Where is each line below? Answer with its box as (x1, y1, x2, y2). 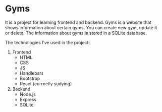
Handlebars (19, 70, 44, 76)
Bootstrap (19, 75, 40, 81)
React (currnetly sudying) (19, 80, 72, 87)
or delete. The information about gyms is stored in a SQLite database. (5, 30, 147, 36)
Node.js (19, 91, 36, 97)
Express (19, 96, 37, 102)
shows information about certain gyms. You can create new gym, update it (5, 24, 158, 30)
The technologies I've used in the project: (5, 39, 90, 45)
